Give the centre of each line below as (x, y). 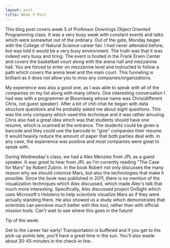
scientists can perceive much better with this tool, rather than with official (82, 205)
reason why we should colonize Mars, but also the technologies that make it (84, 172)
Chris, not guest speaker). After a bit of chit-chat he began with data (77, 103)
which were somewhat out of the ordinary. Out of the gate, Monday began (83, 40)
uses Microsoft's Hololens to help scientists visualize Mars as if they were (82, 194)
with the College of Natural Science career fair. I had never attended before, (84, 45)
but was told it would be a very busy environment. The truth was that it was (84, 51)
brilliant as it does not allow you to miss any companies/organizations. (78, 78)
